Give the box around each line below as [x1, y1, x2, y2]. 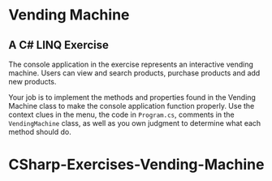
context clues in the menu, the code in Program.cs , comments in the [8, 110, 235, 119]
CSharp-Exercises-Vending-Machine [8, 156, 265, 174]
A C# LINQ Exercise [8, 38, 110, 52]
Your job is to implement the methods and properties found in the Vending [8, 93, 256, 102]
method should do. [8, 127, 71, 136]
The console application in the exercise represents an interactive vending [8, 59, 254, 69]
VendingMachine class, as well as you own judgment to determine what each [8, 119, 261, 127]
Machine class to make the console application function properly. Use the [8, 101, 255, 110]
